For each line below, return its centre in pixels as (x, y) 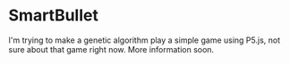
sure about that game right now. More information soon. (111, 49)
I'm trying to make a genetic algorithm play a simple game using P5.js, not (145, 40)
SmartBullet (54, 16)
